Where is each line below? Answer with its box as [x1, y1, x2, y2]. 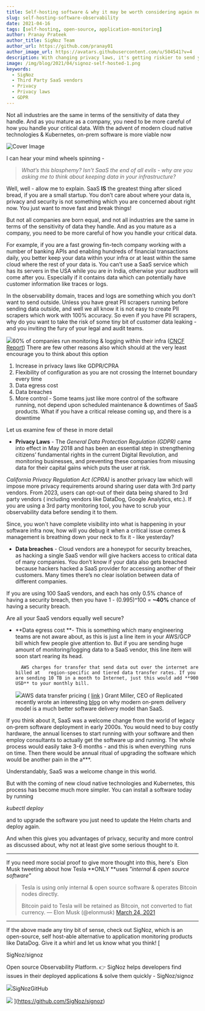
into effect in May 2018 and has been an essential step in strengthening [15, 444, 195, 452]
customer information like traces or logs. [6, 280, 108, 287]
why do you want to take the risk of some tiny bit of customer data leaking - [6, 318, 197, 325]
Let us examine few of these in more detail [6, 426, 113, 433]
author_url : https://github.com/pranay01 [6, 44, 113, 50]
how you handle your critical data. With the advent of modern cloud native [6, 124, 193, 132]
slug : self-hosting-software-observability [6, 15, 119, 21]
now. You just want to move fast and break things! [6, 204, 132, 211]
